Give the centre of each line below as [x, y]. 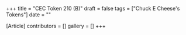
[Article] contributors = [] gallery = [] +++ [56, 26]
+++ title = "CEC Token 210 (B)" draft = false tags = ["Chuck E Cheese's [93, 8]
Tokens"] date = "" [29, 15]
